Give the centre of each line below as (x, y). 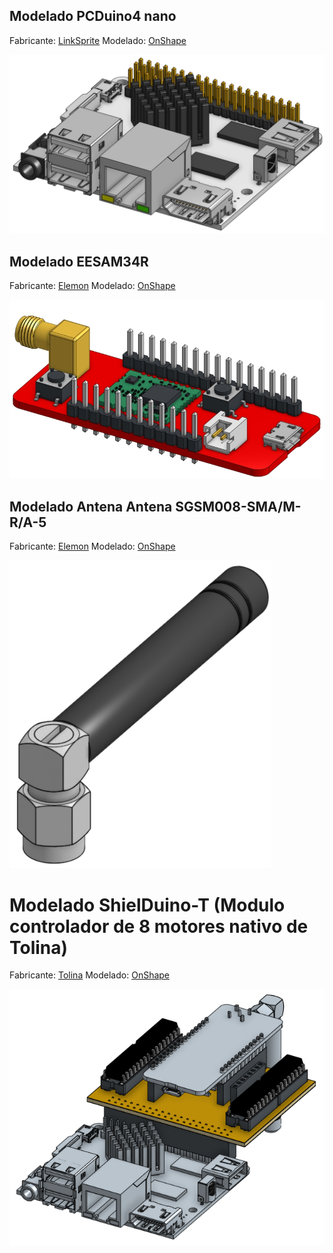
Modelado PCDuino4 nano (93, 16)
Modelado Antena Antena (91, 506)
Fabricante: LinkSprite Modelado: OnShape (98, 40)
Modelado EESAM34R (79, 261)
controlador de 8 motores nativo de (159, 926)
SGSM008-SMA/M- (238, 506)
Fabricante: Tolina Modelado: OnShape (90, 975)
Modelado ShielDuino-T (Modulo (147, 905)
